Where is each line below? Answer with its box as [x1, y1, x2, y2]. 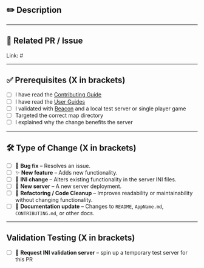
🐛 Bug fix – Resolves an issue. [15, 162, 91, 169]
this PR [15, 255, 33, 263]
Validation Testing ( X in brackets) [6, 233, 135, 243]
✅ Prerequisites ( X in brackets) [6, 75, 126, 85]
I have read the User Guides [15, 98, 86, 105]
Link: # [6, 52, 24, 59]
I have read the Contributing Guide [15, 91, 102, 98]
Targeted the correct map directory [15, 112, 104, 119]
